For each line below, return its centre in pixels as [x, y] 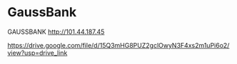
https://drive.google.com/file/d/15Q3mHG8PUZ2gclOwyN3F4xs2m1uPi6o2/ [118, 45]
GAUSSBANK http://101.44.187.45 [56, 32]
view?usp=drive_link [37, 53]
